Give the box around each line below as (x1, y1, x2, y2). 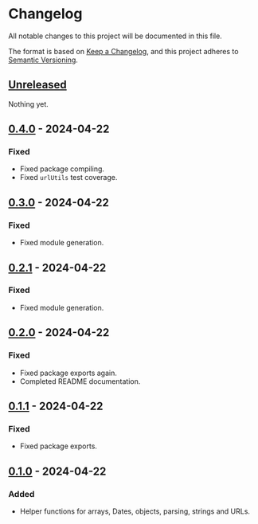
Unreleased (8, 78, 68, 92)
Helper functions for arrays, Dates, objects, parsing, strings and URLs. (19, 506, 251, 516)
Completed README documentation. (19, 376, 141, 386)
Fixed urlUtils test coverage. (19, 173, 118, 182)
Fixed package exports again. (19, 368, 117, 377)
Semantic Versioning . (8, 55, 78, 65)
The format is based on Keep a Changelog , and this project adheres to (8, 46, 239, 56)
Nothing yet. (8, 99, 49, 108)
